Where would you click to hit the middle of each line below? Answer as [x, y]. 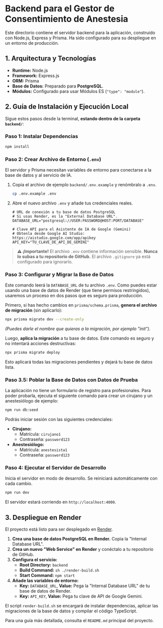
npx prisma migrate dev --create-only [45, 319]
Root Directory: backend [44, 565]
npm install [17, 146]
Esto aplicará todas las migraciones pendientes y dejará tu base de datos [79, 362]
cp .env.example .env [34, 194]
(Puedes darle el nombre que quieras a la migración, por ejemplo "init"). [78, 329]
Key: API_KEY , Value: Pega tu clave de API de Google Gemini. [81, 596]
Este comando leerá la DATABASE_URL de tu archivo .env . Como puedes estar [81, 285]
